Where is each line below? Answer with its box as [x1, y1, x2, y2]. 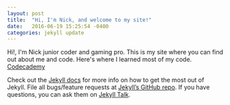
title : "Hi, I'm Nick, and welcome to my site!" [7, 16, 152, 23]
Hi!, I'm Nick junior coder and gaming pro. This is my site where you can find [7, 48, 224, 56]
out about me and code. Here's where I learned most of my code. [7, 56, 192, 64]
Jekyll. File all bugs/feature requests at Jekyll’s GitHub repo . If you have [7, 83, 210, 91]
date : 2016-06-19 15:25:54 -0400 [7, 23, 109, 30]
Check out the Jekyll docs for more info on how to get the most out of [7, 76, 205, 84]
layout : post [7, 10, 45, 17]
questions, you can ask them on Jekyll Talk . [7, 91, 131, 99]
